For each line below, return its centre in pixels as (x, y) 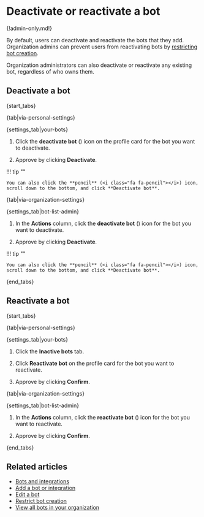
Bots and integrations (42, 481)
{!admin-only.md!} (29, 28)
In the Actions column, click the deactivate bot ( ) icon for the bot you (103, 223)
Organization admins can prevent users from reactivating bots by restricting (102, 47)
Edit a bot (27, 494)
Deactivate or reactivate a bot (83, 11)
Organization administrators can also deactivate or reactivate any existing (99, 65)
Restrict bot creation (41, 501)
